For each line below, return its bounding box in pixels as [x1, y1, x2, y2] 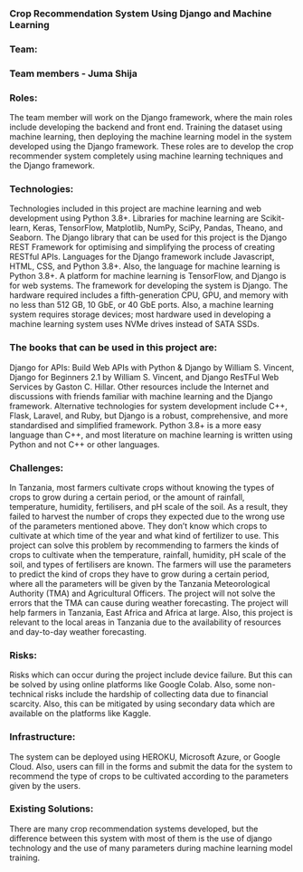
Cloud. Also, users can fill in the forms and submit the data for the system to [9, 761, 293, 771]
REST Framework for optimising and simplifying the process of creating [9, 242, 276, 253]
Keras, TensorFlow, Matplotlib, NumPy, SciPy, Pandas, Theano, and [33, 223, 283, 234]
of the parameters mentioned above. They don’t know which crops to [9, 520, 268, 532]
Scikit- [260, 213, 285, 224]
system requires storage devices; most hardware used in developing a [9, 309, 271, 320]
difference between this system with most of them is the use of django [9, 832, 273, 844]
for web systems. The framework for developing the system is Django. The [9, 280, 289, 292]
